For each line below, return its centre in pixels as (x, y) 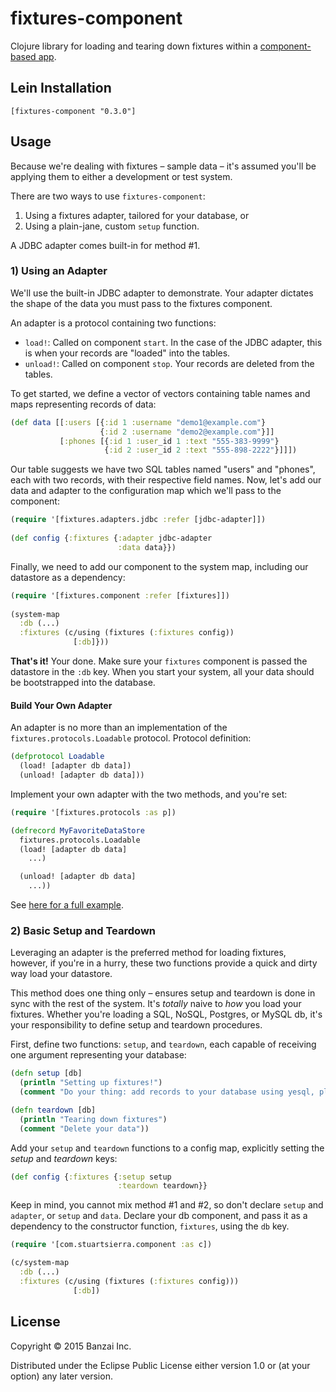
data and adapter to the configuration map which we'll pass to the (146, 491)
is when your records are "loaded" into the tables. (127, 353)
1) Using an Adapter (59, 271)
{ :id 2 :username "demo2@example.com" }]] (187, 432)
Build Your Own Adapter (61, 705)
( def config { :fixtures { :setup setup (91, 1177)
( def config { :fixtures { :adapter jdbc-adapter (111, 538)
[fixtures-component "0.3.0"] (73, 111)
